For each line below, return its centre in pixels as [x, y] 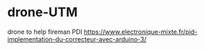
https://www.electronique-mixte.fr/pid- [141, 32]
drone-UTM [43, 12]
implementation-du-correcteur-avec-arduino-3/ [77, 39]
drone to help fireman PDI [45, 32]
